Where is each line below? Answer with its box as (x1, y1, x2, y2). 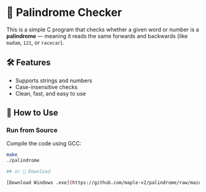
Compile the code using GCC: (6, 140, 82, 147)
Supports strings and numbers (15, 77, 93, 84)
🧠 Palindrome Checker (6, 6, 123, 20)
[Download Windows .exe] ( (6, 180, 72, 186)
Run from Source (6, 126, 58, 134)
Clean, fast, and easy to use (15, 90, 86, 97)
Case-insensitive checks (15, 83, 78, 91)
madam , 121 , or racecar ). (6, 39, 64, 46)
